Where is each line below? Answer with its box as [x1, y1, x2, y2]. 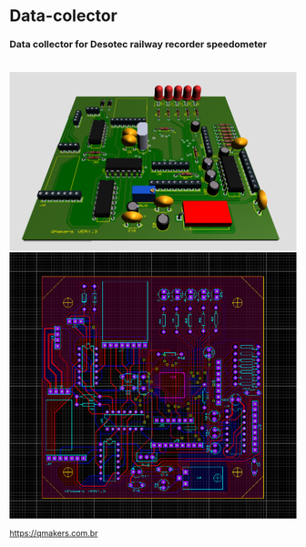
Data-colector [9, 5, 118, 26]
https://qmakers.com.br [9, 528, 98, 539]
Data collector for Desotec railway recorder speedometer [9, 38, 267, 51]
